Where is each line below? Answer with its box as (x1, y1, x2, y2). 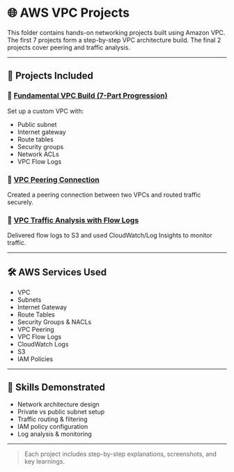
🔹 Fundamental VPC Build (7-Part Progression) (7, 91, 168, 100)
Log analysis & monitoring (17, 429, 92, 438)
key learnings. (24, 457, 65, 465)
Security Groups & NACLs (17, 318, 92, 326)
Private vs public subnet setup (17, 407, 105, 416)
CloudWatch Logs (17, 340, 69, 349)
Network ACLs (17, 150, 59, 158)
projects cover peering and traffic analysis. (7, 43, 130, 52)
